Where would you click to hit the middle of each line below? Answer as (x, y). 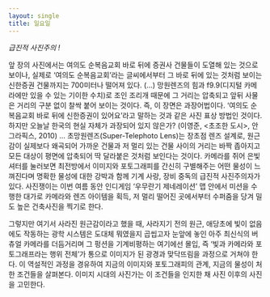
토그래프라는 (28, 254)
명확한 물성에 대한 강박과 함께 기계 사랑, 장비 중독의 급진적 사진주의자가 (148, 176)
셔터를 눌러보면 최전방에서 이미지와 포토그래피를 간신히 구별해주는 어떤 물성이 (131, 166)
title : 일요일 (30, 23)
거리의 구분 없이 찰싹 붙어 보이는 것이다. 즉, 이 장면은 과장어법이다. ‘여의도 (133, 105)
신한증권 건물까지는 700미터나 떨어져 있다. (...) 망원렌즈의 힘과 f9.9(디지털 (125, 85)
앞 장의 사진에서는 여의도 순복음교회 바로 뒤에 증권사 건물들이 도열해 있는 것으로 (133, 65)
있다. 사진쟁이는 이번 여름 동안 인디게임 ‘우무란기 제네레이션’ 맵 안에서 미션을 (129, 186)
